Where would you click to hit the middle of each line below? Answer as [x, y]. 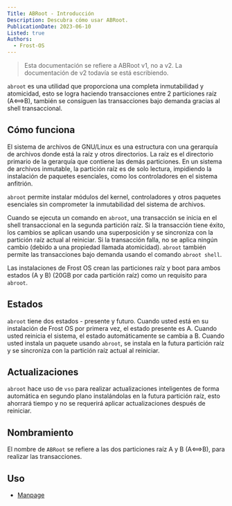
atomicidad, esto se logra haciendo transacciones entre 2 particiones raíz [112, 93]
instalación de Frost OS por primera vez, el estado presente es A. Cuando [112, 328]
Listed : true [26, 33]
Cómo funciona [41, 130]
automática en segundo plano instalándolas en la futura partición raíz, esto [114, 396]
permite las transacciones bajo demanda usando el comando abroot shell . [115, 254]
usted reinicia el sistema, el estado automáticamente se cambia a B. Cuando [116, 336]
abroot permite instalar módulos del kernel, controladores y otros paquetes [114, 197]
